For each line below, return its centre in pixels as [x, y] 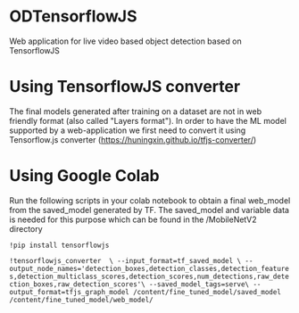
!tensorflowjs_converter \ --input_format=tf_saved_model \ [125, 260]
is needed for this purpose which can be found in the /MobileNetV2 [133, 219]
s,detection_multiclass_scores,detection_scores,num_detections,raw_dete [149, 276]
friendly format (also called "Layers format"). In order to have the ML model [148, 120]
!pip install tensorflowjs [59, 245]
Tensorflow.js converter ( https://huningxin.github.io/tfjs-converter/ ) [133, 139]
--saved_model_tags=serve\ [199, 284]
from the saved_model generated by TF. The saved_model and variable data [149, 210]
